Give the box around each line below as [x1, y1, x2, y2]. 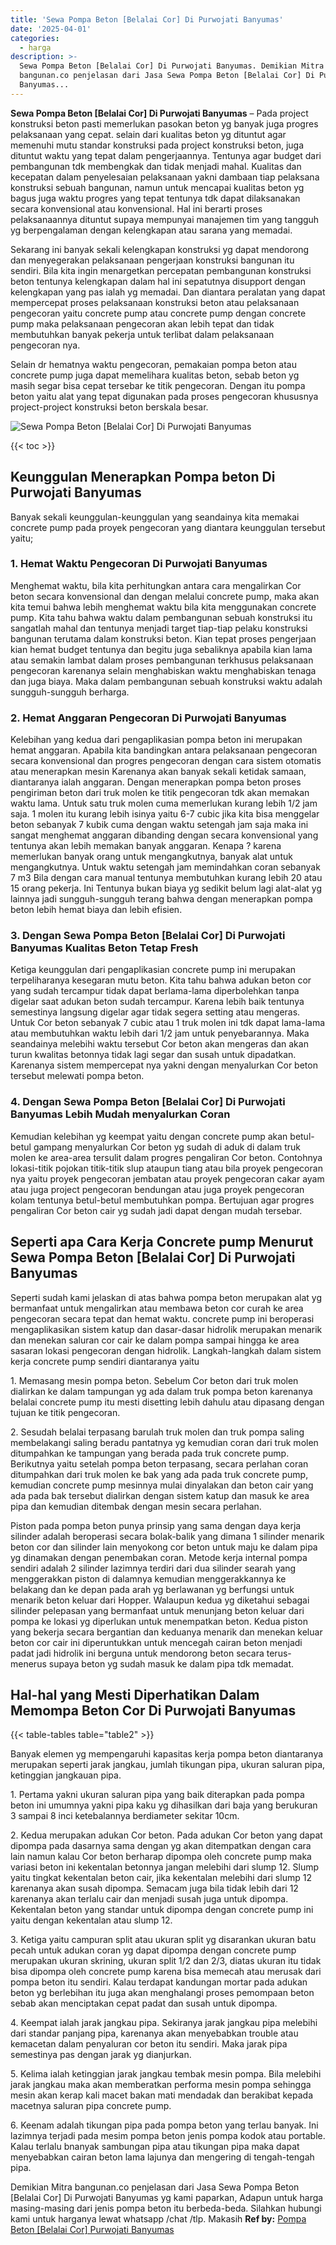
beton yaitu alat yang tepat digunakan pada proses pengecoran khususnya [10, 390, 319, 402]
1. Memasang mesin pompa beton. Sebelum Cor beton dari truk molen [10, 1374, 299, 1386]
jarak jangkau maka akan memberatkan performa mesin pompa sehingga [10, 2079, 312, 2091]
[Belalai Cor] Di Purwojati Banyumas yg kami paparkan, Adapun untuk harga [10, 2192, 324, 2204]
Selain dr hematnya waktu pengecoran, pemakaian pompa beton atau [10, 358, 297, 370]
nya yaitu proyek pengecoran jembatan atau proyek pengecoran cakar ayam [10, 1172, 325, 1185]
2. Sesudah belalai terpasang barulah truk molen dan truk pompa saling [10, 1426, 305, 1438]
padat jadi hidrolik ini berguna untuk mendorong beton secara [10, 1647, 265, 1659]
